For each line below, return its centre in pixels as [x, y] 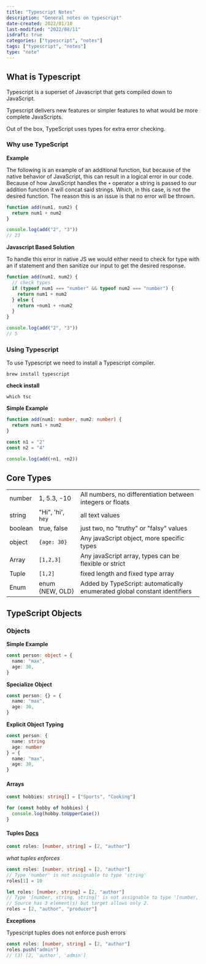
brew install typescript [38, 374]
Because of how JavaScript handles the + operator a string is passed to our [101, 183]
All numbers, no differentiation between [137, 494]
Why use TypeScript [37, 144]
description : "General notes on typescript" [64, 18]
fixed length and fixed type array [128, 574]
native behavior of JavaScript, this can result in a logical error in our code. [100, 176]
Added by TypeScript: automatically [132, 583]
